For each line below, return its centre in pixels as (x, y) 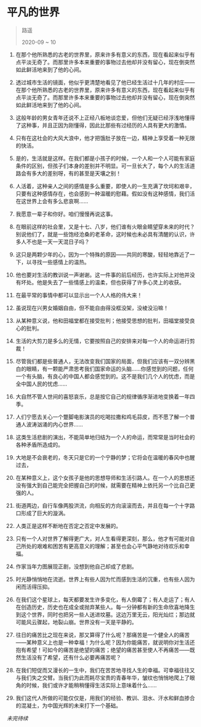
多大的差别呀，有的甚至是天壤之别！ (76, 173)
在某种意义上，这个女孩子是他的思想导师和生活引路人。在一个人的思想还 (105, 477)
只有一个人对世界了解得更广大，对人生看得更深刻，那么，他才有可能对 (103, 538)
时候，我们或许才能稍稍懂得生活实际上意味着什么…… (91, 685)
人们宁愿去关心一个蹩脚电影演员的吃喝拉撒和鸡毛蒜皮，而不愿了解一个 (103, 417)
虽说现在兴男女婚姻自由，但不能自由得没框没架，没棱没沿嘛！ (92, 308)
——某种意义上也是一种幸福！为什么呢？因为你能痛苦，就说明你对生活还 (105, 642)
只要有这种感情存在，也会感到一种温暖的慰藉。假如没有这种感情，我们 (103, 194)
